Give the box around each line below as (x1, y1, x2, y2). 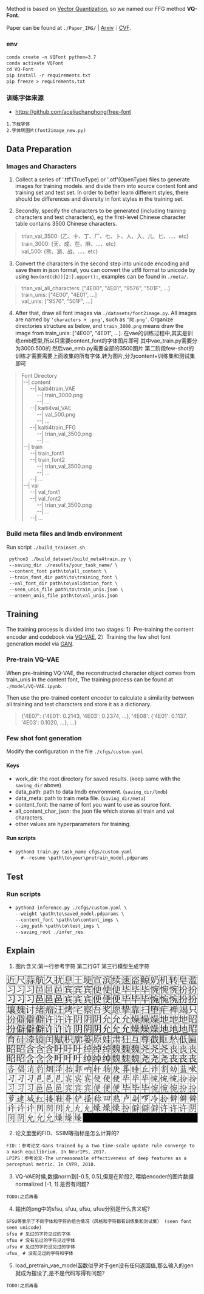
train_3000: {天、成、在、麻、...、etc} (21, 240, 117, 248)
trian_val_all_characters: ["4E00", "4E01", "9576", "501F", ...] (21, 285, 171, 292)
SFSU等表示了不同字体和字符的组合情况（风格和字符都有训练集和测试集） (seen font (6, 1218, 192, 1225)
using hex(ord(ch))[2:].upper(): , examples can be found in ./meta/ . (15, 273, 188, 280)
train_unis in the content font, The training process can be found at (6, 675, 174, 683)
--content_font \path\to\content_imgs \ (15, 917, 119, 924)
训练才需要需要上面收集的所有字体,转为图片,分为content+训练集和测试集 (15, 352, 195, 360)
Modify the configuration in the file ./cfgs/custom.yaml (6, 748, 144, 755)
